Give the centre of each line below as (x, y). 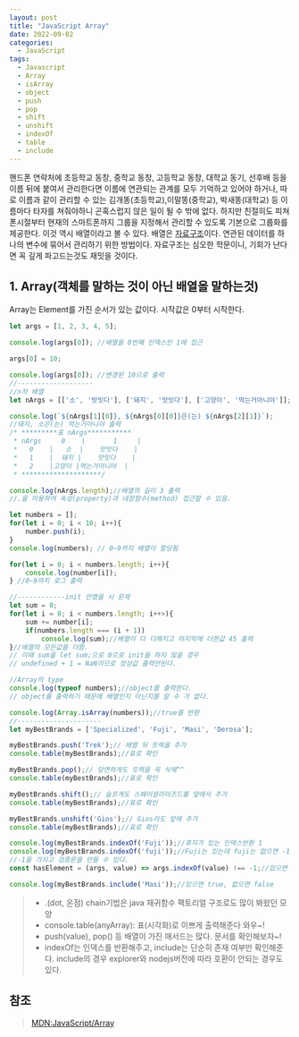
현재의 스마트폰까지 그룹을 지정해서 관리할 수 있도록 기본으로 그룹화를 (168, 222)
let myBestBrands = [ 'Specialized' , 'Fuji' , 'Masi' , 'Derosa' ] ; (131, 729)
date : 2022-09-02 (42, 34)
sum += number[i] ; (59, 622)
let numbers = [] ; (43, 515)
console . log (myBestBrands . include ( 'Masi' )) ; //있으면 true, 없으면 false (141, 884)
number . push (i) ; (56, 532)
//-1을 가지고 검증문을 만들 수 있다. (69, 860)
